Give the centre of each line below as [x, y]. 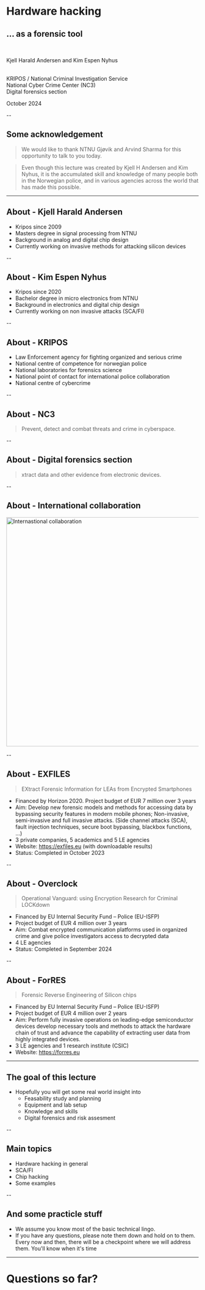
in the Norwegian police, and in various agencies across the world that [110, 180]
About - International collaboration [74, 506]
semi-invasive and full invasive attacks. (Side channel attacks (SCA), [101, 820]
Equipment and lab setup [56, 1105]
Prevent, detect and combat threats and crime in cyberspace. [98, 429]
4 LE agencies [33, 943]
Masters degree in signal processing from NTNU [76, 233]
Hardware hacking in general [52, 1164]
